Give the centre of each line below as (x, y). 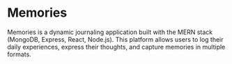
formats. (19, 54)
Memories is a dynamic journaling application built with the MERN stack (110, 32)
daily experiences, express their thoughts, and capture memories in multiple (116, 47)
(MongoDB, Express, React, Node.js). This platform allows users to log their (116, 39)
